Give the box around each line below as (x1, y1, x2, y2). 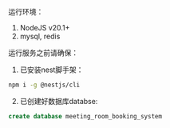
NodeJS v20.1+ (19, 23, 70, 32)
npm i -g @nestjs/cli (8, 81, 81, 89)
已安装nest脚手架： (19, 65, 84, 74)
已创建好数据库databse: (19, 96, 98, 106)
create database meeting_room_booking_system (8, 112, 162, 120)
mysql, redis (19, 31, 61, 41)
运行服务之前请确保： (8, 48, 78, 58)
